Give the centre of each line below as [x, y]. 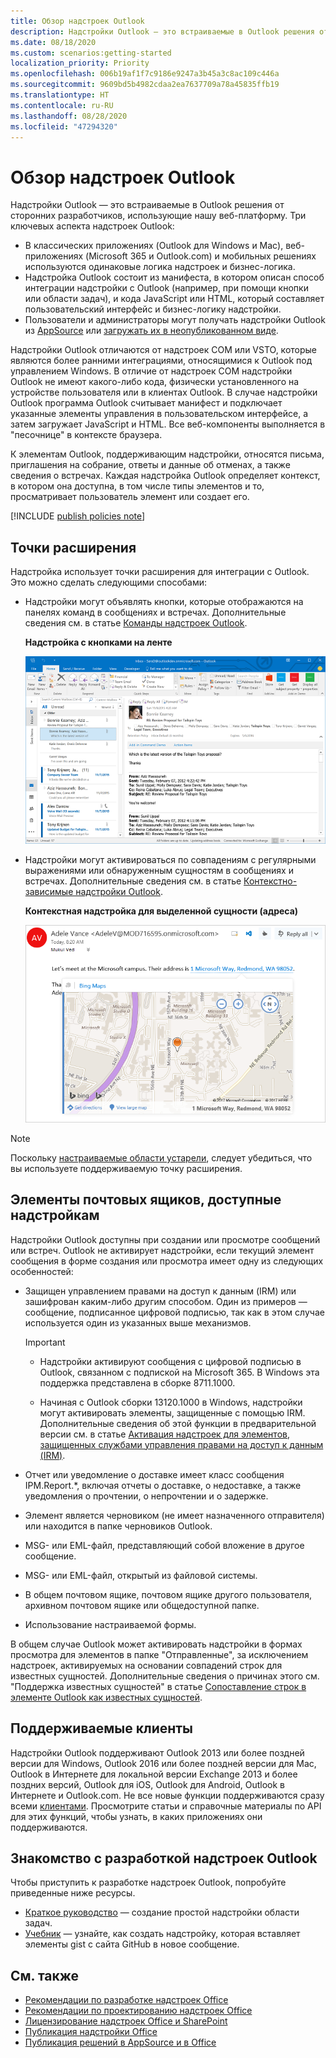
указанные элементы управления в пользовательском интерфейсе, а [159, 414]
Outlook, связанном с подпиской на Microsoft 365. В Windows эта [179, 1372]
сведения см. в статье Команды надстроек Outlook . [136, 623]
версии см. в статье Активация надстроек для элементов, [164, 1434]
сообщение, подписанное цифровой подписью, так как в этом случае [174, 1312]
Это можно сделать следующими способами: [109, 582]
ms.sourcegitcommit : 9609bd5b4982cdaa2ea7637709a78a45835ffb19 [145, 85]
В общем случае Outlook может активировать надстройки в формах [156, 1644]
